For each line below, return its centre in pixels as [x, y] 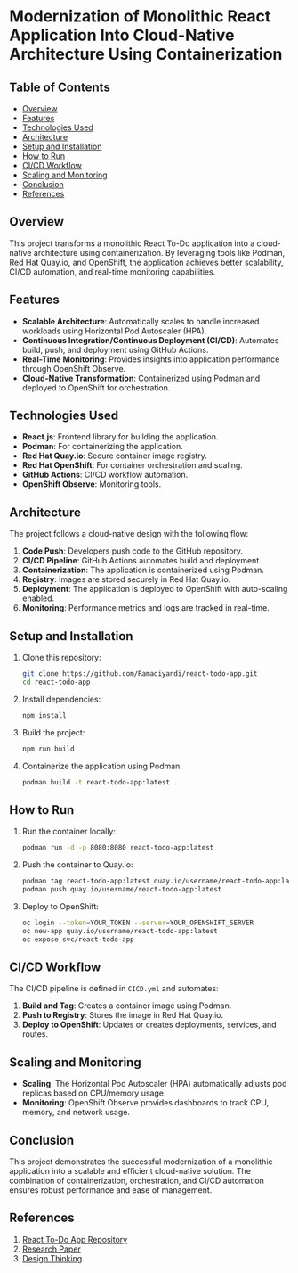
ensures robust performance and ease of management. [111, 1190]
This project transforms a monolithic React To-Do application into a [132, 243]
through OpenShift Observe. [74, 368]
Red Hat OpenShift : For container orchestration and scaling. [132, 465]
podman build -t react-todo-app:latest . [100, 782]
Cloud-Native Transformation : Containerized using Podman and [141, 378]
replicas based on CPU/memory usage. [94, 1093]
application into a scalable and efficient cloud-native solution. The [130, 1170]
